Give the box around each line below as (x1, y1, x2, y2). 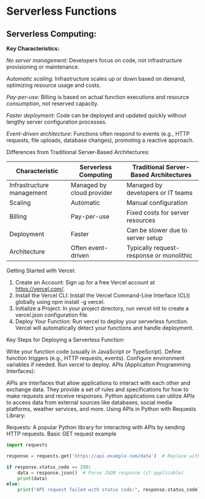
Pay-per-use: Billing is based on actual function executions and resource (6, 94, 189, 100)
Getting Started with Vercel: (6, 267, 76, 274)
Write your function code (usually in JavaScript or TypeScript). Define (6, 348, 182, 355)
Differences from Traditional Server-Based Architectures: (6, 149, 150, 155)
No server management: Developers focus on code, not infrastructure (6, 57, 182, 64)
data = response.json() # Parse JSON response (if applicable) (17, 470, 184, 476)
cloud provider (71, 188, 113, 197)
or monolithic (154, 251, 193, 259)
